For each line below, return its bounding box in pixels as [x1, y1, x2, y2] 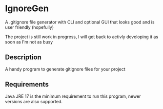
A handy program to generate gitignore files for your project [5, 66, 125, 72]
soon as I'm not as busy [5, 39, 53, 44]
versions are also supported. [5, 98, 62, 104]
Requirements [5, 80, 49, 88]
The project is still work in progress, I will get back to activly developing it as [5, 34, 159, 40]
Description [5, 53, 41, 62]
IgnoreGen [5, 3, 49, 14]
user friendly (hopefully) [5, 24, 54, 30]
